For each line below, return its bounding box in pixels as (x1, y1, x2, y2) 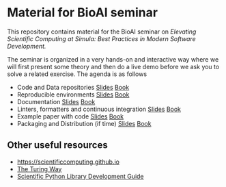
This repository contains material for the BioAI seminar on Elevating (7, 27, 197, 36)
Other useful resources (7, 139, 108, 151)
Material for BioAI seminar (7, 5, 158, 21)
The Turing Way (16, 164, 62, 173)
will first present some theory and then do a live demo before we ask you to (7, 62, 220, 71)
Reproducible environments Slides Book (16, 90, 130, 99)
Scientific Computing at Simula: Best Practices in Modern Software (7, 34, 196, 42)
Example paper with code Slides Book (16, 112, 124, 121)
